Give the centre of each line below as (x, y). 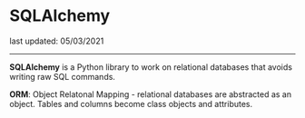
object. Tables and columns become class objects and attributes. (131, 103)
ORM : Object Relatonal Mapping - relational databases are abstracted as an (151, 94)
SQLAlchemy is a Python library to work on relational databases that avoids (151, 67)
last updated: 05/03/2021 (57, 41)
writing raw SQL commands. (63, 76)
